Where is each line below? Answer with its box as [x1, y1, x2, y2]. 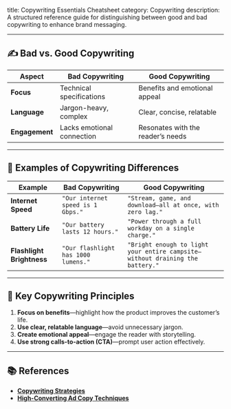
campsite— [169, 247, 201, 255]
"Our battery [61, 220, 104, 229]
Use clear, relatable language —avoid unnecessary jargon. [16, 323, 184, 331]
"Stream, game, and [126, 194, 191, 202]
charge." [126, 231, 156, 239]
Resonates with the [138, 123, 201, 132]
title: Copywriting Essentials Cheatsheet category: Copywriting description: [7, 6, 220, 14]
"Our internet [61, 194, 108, 202]
